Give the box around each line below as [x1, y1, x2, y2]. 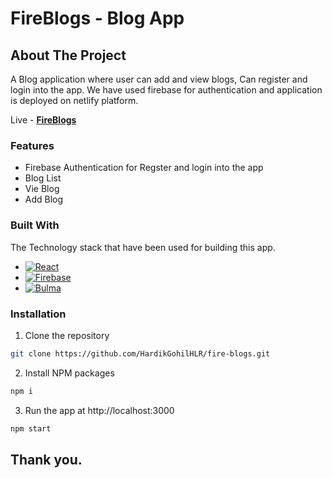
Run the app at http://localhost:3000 [24, 404, 175, 416]
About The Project [10, 47, 127, 64]
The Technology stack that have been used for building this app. [10, 241, 276, 253]
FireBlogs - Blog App [10, 7, 185, 30]
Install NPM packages [24, 367, 115, 379]
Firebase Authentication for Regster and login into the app [24, 162, 264, 174]
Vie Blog [24, 183, 60, 195]
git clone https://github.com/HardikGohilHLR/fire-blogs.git [10, 348, 271, 359]
